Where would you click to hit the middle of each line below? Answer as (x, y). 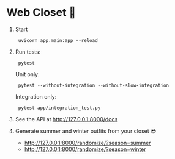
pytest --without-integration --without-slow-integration (94, 85)
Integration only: (36, 96)
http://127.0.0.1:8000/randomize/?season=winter (85, 149)
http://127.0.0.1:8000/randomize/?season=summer (87, 143)
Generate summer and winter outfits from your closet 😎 (86, 131)
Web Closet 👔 (41, 12)
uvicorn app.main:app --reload (58, 40)
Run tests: (28, 52)
